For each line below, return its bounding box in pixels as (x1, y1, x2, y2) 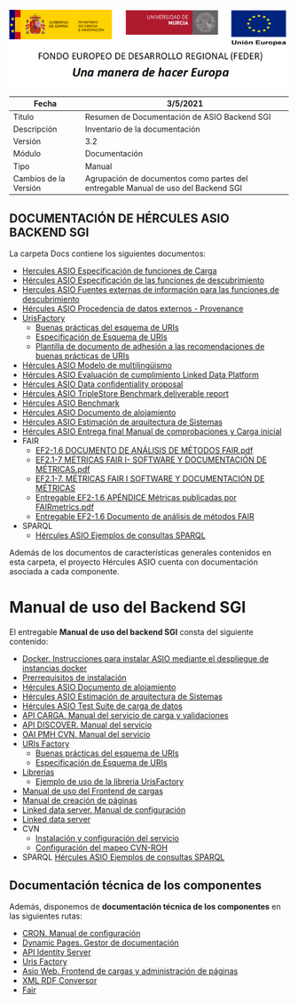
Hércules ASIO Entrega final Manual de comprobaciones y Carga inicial (21, 426, 282, 437)
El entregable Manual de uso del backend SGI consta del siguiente (9, 627, 255, 638)
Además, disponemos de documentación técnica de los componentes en (9, 901, 281, 911)
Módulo (12, 148, 42, 159)
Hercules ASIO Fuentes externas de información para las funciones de (21, 285, 279, 295)
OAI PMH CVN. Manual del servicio (21, 729, 151, 740)
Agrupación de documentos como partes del (84, 173, 248, 183)
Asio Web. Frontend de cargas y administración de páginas (21, 966, 239, 976)
